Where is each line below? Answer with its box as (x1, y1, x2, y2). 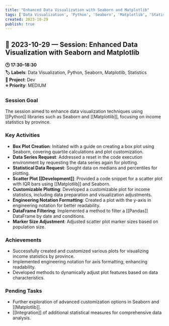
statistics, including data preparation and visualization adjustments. (12, 192, 152, 198)
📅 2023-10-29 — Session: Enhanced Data (5, 40, 138, 49)
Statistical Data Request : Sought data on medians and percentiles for (12, 165, 157, 171)
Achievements (5, 236, 42, 243)
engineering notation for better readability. (12, 202, 101, 208)
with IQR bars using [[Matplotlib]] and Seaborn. (12, 180, 111, 187)
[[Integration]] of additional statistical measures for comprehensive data (12, 309, 162, 316)
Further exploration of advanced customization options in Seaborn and (12, 299, 159, 305)
